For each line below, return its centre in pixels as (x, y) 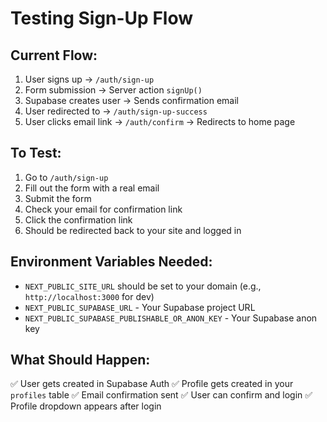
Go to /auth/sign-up (66, 177)
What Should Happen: (80, 360)
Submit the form (58, 198)
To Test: (36, 153)
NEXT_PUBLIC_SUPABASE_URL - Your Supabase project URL (140, 307)
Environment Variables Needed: (111, 262)
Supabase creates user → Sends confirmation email (131, 100)
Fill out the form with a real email (92, 188)
